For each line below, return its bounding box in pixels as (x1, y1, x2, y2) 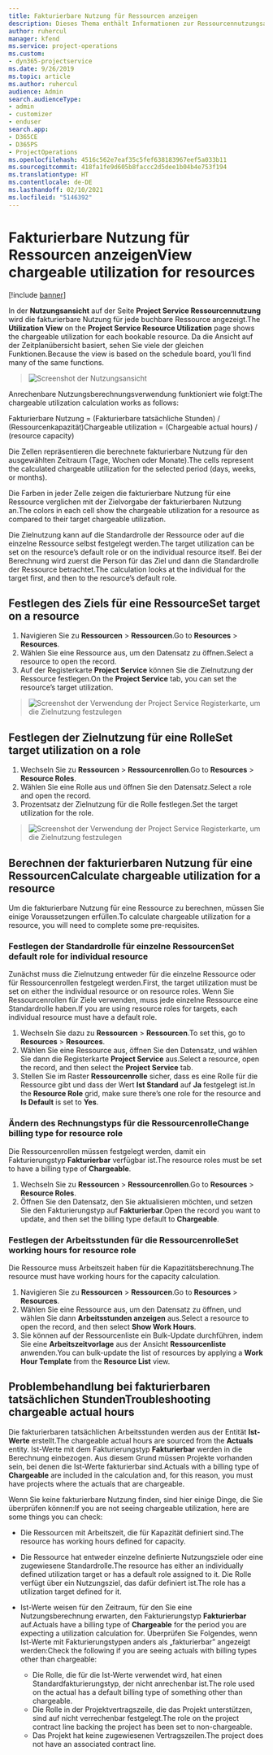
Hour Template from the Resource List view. (19, 1356, 171, 1366)
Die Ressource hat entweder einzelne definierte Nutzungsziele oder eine (19, 1552, 264, 1561)
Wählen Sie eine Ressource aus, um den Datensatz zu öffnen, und (19, 1304, 241, 1314)
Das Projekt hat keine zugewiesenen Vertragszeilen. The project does (32, 1730, 264, 1740)
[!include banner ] (8, 290, 67, 299)
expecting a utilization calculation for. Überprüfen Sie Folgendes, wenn (19, 1628, 258, 1638)
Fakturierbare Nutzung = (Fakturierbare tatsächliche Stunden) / (8, 413, 221, 423)
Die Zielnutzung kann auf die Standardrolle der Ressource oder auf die (8, 529, 245, 539)
